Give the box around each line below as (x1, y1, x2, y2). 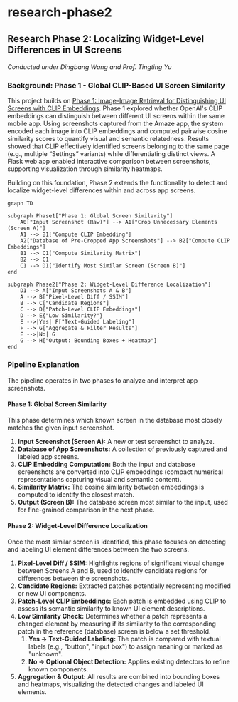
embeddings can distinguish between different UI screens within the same (7, 112, 225, 120)
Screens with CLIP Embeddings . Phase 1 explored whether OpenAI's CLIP (7, 104, 222, 113)
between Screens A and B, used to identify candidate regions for (17, 567, 207, 574)
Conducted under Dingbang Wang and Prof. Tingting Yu (7, 63, 172, 71)
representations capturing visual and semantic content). (17, 475, 182, 483)
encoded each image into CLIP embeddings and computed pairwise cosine (7, 127, 227, 135)
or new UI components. (17, 589, 87, 597)
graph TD (7, 200, 33, 207)
